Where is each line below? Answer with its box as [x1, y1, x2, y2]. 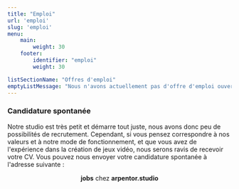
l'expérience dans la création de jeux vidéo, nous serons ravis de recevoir [7, 145, 224, 153]
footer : [20, 50, 43, 58]
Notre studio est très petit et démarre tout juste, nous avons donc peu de [7, 122, 221, 131]
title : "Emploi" [7, 10, 55, 18]
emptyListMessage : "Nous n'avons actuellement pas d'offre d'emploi [7, 82, 215, 90]
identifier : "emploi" [33, 57, 97, 64]
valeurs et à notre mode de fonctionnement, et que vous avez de [7, 137, 197, 146]
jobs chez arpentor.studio [80, 173, 159, 182]
